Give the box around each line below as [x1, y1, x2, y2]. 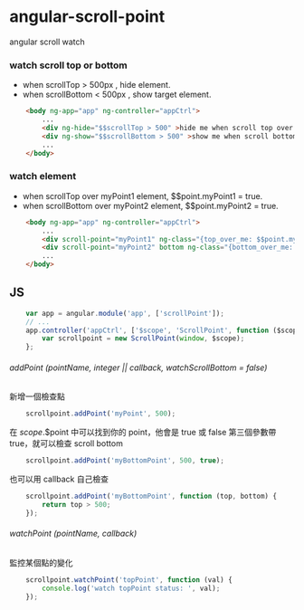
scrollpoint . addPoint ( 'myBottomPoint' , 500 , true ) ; [25, 456, 224, 465]
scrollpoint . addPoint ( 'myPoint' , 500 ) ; [25, 409, 176, 418]
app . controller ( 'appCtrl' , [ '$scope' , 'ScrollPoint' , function [25, 326, 270, 335]
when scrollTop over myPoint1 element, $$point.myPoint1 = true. [22, 190, 263, 201]
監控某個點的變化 [9, 558, 73, 567]
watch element [9, 170, 77, 183]
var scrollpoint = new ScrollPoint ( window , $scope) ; [42, 334, 245, 343]
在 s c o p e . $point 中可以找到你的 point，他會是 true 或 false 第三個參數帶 [9, 427, 277, 438]
